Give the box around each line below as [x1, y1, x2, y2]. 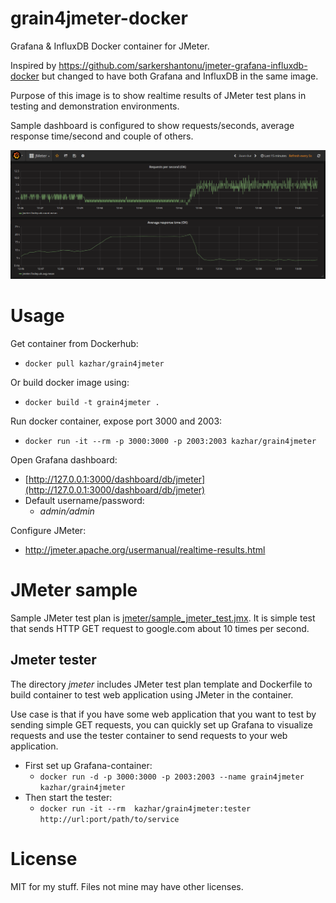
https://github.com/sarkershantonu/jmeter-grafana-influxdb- [58, 59, 308, 71]
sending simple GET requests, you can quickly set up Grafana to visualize [10, 718, 313, 731]
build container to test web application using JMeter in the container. [10, 688, 294, 701]
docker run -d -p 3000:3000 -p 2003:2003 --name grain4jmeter [39, 772, 305, 782]
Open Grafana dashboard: [10, 454, 118, 466]
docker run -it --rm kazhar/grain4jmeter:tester [39, 803, 252, 814]
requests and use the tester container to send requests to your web [10, 729, 288, 741]
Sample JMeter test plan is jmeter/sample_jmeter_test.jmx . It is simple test [10, 612, 316, 624]
